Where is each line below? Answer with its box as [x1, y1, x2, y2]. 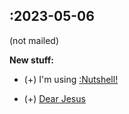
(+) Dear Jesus [23, 92, 86, 104]
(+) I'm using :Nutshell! [23, 73, 119, 85]
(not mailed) [9, 34, 60, 46]
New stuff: [9, 54, 54, 66]
